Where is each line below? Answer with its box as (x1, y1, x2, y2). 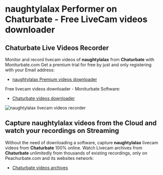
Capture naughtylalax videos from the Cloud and (5, 119, 157, 128)
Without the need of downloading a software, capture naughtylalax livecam (5, 139, 158, 145)
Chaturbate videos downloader (12, 95, 75, 101)
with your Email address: (5, 67, 55, 73)
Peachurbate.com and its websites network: (5, 155, 94, 161)
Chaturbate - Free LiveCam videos (5, 14, 148, 25)
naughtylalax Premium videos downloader (12, 77, 97, 82)
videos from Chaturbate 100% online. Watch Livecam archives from (5, 145, 143, 151)
